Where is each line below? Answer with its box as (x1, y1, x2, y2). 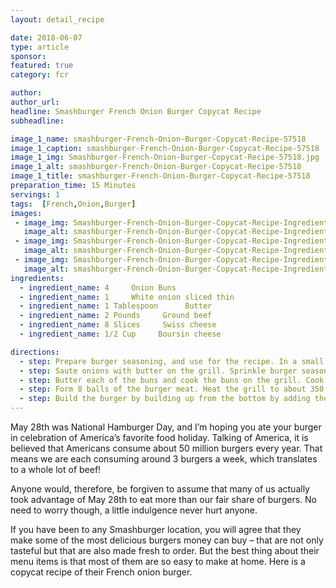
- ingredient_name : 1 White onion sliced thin (19, 292, 235, 302)
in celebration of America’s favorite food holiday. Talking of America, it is (10, 432, 309, 443)
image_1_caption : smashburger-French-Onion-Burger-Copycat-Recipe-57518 (10, 143, 320, 153)
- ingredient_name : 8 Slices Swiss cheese (19, 320, 217, 330)
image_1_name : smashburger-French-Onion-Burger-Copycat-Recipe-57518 (10, 134, 307, 144)
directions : (10, 347, 60, 357)
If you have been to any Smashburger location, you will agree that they (10, 524, 302, 535)
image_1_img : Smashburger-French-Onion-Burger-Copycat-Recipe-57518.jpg (10, 152, 320, 163)
